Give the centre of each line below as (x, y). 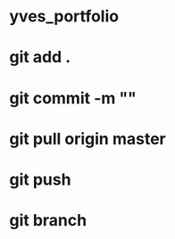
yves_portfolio (64, 16)
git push (40, 179)
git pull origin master (88, 139)
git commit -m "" (73, 98)
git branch (48, 221)
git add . (40, 58)
